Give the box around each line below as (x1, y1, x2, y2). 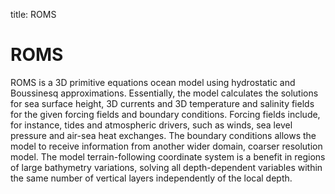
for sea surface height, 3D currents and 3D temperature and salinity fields (10, 97, 315, 109)
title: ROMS (10, 9, 57, 20)
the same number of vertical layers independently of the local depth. (10, 172, 293, 184)
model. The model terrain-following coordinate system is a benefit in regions (10, 150, 326, 163)
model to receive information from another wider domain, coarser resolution (10, 140, 323, 152)
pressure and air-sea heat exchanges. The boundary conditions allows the (10, 129, 317, 141)
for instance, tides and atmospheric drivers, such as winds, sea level (10, 119, 293, 131)
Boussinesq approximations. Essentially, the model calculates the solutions (10, 87, 319, 99)
